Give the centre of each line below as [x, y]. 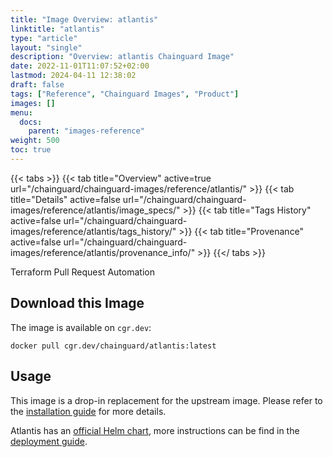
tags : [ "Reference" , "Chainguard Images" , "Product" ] [125, 94]
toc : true [31, 150]
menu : [21, 112]
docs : [31, 122]
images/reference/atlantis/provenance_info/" [103, 252]
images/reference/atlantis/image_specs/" [95, 210]
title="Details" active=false [65, 199]
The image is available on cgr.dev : [81, 327]
